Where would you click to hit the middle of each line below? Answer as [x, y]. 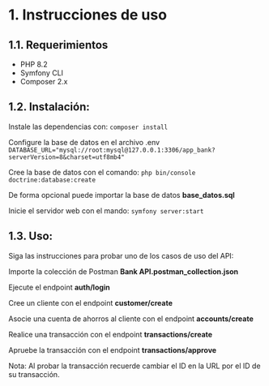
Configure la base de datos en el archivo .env [84, 142]
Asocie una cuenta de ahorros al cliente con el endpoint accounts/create [131, 319]
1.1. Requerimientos [58, 45]
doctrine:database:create [52, 180]
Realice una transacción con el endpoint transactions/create [111, 334]
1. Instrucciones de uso [88, 15]
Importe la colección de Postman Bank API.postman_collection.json [124, 271]
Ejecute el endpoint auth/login [60, 287]
